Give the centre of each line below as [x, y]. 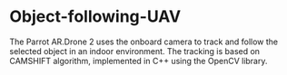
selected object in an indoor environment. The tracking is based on [135, 51]
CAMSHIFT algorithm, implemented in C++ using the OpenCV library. [139, 61]
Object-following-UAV [95, 17]
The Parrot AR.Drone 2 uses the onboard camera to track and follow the [144, 42]
